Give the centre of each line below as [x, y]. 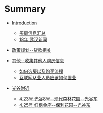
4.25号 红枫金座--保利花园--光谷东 [55, 105]
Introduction [24, 23]
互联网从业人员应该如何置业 [48, 77]
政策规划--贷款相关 [31, 50]
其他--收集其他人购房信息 [38, 60]
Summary [25, 9]
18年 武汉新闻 [33, 39]
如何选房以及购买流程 [41, 71]
